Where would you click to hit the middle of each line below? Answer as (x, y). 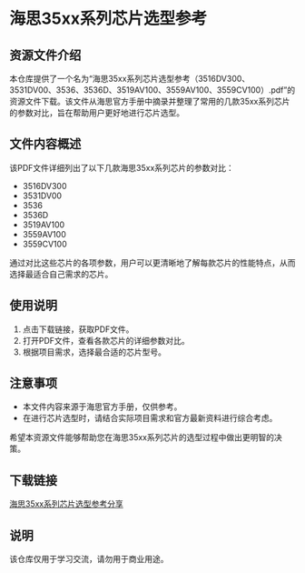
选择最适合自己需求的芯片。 (61, 274)
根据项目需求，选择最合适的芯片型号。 (94, 352)
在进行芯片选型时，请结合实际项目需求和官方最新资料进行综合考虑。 (150, 418)
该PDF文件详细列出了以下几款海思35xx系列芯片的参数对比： (122, 167)
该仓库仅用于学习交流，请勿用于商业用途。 (89, 559)
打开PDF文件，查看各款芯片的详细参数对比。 (106, 340)
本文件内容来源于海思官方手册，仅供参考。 (102, 407)
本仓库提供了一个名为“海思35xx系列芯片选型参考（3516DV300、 (130, 79)
